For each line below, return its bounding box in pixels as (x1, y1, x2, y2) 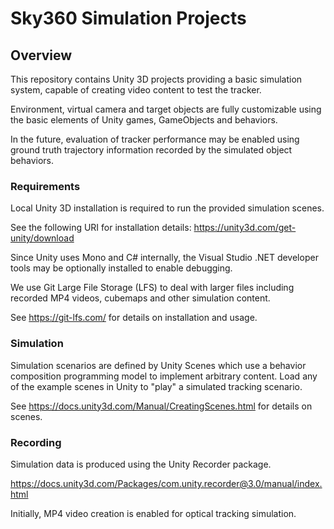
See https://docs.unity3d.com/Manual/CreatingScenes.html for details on (10, 400, 313, 412)
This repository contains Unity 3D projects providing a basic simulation (10, 73, 303, 85)
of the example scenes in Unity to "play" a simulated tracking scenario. (10, 380, 303, 392)
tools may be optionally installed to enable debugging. (10, 262, 233, 274)
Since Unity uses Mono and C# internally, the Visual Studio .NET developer (10, 252, 319, 264)
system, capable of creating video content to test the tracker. (10, 84, 262, 96)
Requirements (10, 179, 81, 193)
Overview (10, 47, 73, 64)
